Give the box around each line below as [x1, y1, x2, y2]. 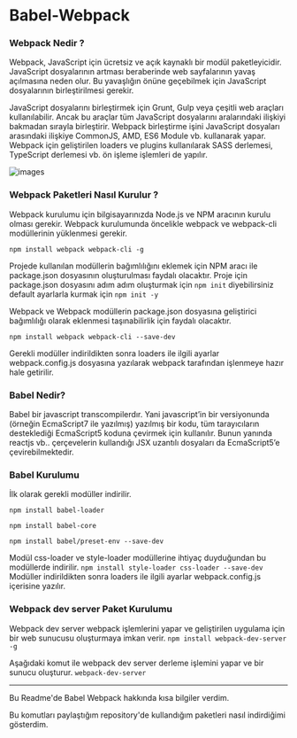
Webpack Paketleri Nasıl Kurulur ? [9, 189, 159, 201]
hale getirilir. [9, 367, 55, 377]
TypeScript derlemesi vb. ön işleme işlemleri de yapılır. [9, 150, 208, 160]
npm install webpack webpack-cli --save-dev [9, 332, 176, 341]
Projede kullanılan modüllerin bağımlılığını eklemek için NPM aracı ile [9, 260, 258, 271]
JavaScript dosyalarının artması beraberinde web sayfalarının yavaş [9, 66, 256, 77]
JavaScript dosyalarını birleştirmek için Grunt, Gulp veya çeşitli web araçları [9, 103, 285, 113]
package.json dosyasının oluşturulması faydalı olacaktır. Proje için [9, 269, 247, 280]
